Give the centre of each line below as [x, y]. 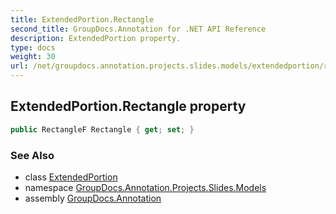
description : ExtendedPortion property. [96, 38]
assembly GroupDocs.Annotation [93, 198]
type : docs [33, 47]
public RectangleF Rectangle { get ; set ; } [102, 129]
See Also [32, 155]
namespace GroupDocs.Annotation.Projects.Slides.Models [145, 187]
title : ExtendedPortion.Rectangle [82, 19]
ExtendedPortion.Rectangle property [128, 106]
